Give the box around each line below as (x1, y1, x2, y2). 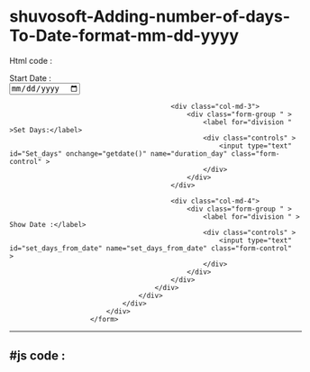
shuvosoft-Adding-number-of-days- (9, 6, 291, 27)
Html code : (9, 55, 52, 66)
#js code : (9, 348, 66, 363)
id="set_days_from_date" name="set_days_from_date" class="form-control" (9, 244, 293, 253)
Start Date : (9, 72, 52, 83)
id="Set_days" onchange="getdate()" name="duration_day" (9, 150, 228, 159)
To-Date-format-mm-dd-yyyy (9, 25, 240, 46)
